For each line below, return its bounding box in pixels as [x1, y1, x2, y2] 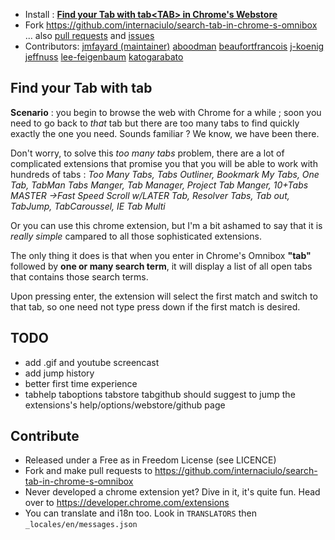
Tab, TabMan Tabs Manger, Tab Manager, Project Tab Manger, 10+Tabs [10, 179, 309, 191]
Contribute [10, 428, 80, 445]
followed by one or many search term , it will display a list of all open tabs [10, 260, 313, 272]
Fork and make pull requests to [24, 465, 153, 477]
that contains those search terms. [10, 270, 149, 283]
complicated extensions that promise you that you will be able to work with [10, 157, 318, 169]
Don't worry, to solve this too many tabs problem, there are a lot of [10, 147, 285, 159]
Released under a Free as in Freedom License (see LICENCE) [24, 454, 277, 466]
